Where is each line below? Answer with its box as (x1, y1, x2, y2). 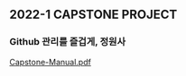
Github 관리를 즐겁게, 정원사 (9, 36, 126, 48)
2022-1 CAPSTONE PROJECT (9, 7, 178, 22)
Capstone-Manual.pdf (9, 56, 92, 67)
